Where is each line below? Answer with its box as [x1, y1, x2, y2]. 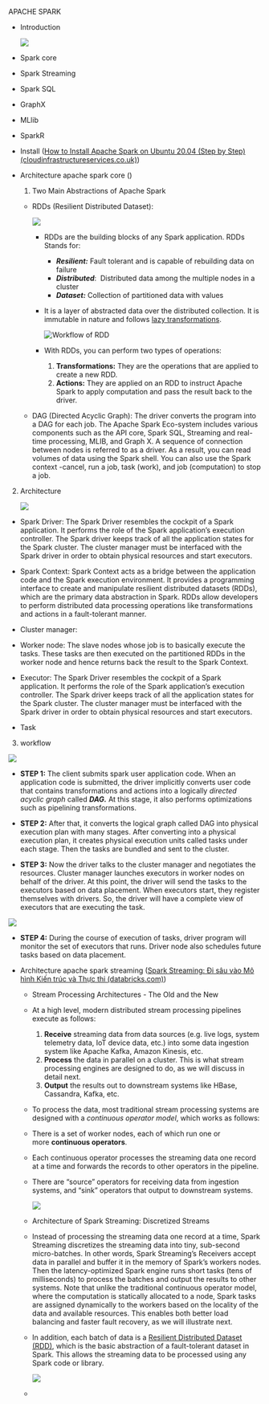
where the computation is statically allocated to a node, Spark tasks [31, 1292, 257, 1300]
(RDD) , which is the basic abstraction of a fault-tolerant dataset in [31, 1341, 250, 1350]
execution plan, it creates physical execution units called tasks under [19, 835, 248, 845]
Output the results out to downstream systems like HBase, [43, 1080, 238, 1090]
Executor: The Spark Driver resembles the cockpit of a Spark [19, 673, 222, 682]
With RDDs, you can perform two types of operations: [43, 345, 222, 355]
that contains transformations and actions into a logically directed [19, 786, 237, 795]
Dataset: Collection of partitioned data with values [55, 291, 224, 300]
